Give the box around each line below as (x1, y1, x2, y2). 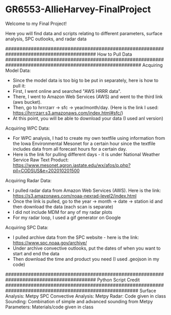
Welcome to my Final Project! (5, 20, 67, 27)
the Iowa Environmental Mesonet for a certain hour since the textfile (12, 140, 156, 147)
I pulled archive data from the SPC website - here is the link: (12, 234, 139, 240)
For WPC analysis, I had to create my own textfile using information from (12, 135, 165, 141)
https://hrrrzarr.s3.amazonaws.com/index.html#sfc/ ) (12, 110, 124, 116)
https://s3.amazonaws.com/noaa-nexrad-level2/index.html (12, 192, 137, 199)
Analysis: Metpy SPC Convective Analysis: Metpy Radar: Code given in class (5, 293, 166, 299)
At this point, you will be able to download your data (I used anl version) (12, 115, 163, 121)
